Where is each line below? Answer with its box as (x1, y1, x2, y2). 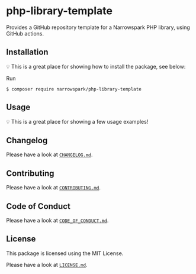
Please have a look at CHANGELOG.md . (6, 151, 93, 158)
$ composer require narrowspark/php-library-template (6, 86, 142, 92)
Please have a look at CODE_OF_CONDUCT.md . (6, 217, 109, 224)
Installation (6, 47, 49, 57)
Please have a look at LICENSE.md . (6, 261, 88, 268)
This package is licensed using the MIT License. (6, 250, 124, 257)
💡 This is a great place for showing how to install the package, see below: (6, 63, 186, 70)
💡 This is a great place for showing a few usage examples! (6, 118, 149, 125)
